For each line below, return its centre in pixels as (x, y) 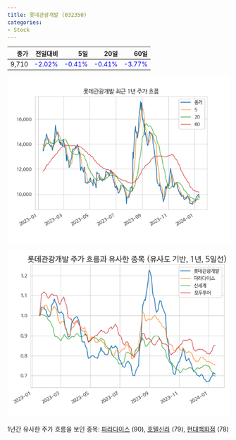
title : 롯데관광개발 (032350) (47, 15)
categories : (25, 22)
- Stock (19, 30)
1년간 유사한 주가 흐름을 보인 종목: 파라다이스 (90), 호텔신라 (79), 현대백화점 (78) (118, 429)
